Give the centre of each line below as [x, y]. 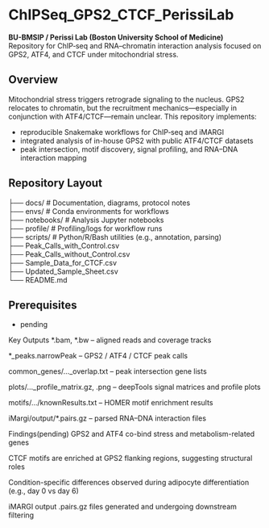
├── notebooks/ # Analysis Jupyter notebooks [86, 220]
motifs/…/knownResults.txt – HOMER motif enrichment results [111, 403]
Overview [33, 80]
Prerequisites [43, 305]
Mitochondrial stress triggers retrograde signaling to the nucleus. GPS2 [126, 99]
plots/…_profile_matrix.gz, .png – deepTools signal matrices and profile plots [134, 387]
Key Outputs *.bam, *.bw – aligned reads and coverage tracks [110, 340]
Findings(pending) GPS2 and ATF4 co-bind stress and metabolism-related [132, 434]
